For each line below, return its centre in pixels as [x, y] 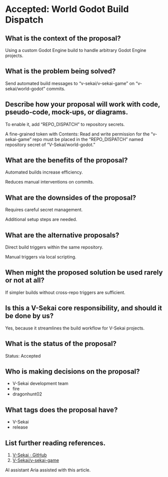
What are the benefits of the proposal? [66, 160]
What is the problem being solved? [60, 71]
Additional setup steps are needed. [41, 219]
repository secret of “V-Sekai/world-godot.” [50, 144]
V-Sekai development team [40, 383]
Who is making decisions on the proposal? [72, 371]
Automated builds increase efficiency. [44, 172]
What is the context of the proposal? [63, 38]
